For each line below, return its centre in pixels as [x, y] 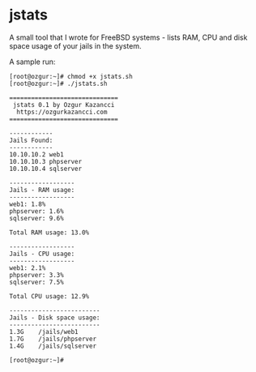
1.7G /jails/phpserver [53, 339]
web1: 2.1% [28, 268]
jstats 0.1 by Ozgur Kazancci [64, 105]
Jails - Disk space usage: [55, 318]
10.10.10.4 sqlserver [46, 169]
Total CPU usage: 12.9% [49, 296]
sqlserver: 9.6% [36, 218]
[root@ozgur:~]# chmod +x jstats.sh [71, 76]
